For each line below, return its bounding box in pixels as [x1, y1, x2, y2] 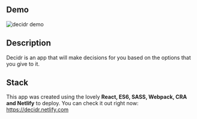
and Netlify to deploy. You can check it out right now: [6, 100, 139, 107]
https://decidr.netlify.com [6, 106, 69, 113]
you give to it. [6, 60, 40, 68]
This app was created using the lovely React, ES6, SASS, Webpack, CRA [6, 93, 187, 100]
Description [6, 38, 51, 48]
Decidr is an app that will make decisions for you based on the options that [6, 54, 191, 61]
